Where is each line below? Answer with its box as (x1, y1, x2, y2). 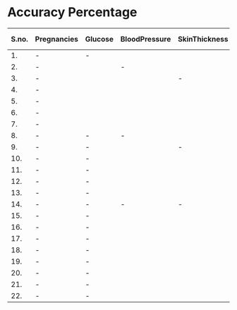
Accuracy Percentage (7, 4, 138, 20)
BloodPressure (120, 34, 171, 44)
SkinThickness (177, 34, 229, 44)
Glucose (85, 34, 114, 44)
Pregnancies (35, 34, 79, 44)
